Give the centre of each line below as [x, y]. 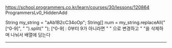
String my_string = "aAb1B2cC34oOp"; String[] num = [62, 22]
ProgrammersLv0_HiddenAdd [36, 13]
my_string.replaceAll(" [142, 22]
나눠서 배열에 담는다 [30, 35]
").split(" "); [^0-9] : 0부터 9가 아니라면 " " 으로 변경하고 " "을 [88, 28]
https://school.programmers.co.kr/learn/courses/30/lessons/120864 [78, 7]
